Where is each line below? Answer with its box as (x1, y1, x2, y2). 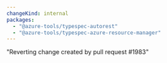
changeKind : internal (6, 10, 69, 17)
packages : (6, 16, 35, 23)
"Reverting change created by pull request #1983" (6, 48, 149, 56)
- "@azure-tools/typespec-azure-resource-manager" (12, 29, 161, 36)
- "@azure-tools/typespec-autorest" (12, 23, 118, 29)
